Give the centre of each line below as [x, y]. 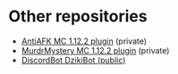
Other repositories [78, 16]
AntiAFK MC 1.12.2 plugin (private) [84, 41]
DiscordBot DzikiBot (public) [73, 60]
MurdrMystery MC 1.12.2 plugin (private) [95, 50]
